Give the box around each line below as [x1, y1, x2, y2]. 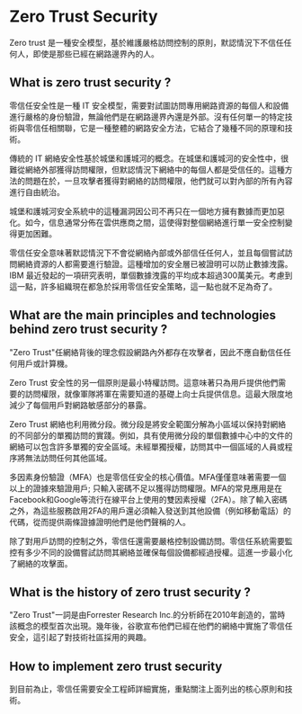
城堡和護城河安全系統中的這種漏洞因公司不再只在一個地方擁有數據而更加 [9, 205, 277, 217]
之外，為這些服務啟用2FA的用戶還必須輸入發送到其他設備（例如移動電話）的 [9, 505, 292, 516]
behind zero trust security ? [9, 322, 168, 337]
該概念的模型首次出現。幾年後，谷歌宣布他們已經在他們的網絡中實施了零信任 [9, 620, 293, 631]
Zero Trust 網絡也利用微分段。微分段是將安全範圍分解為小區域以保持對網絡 [9, 418, 287, 429]
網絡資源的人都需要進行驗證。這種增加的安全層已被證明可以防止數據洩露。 [16, 258, 293, 269]
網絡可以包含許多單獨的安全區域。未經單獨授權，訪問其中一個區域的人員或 [9, 441, 285, 451]
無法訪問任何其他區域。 [24, 452, 112, 463]
